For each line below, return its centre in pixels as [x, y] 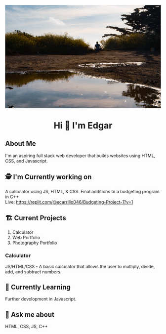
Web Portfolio [26, 238]
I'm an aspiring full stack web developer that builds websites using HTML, [80, 156]
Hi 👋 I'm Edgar [83, 125]
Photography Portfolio [35, 243]
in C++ [12, 197]
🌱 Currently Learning [38, 287]
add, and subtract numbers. [33, 272]
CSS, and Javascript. [26, 161]
